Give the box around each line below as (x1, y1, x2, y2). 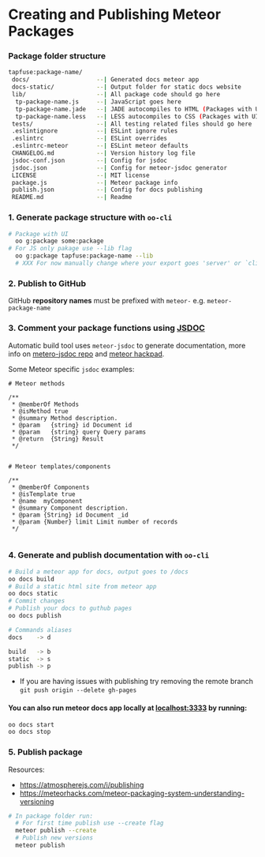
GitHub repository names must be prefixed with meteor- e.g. (8, 296, 206, 306)
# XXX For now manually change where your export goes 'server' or (15, 259, 242, 268)
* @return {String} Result (11, 434, 104, 443)
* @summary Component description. (11, 504, 129, 512)
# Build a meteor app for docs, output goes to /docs (8, 567, 189, 576)
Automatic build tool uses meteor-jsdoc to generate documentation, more (8, 340, 246, 350)
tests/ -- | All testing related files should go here (11, 120, 252, 128)
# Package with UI (8, 230, 69, 238)
